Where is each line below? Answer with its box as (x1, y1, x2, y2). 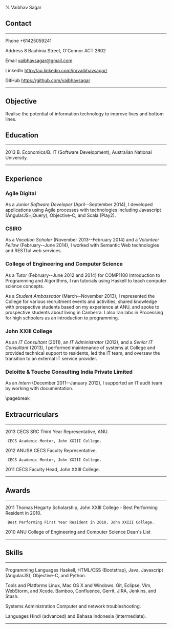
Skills (5, 549, 23, 557)
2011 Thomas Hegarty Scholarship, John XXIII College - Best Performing (5, 504, 158, 511)
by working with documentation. (5, 385, 73, 392)
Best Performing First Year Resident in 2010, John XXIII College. (7, 520, 155, 525)
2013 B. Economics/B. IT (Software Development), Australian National (5, 149, 152, 155)
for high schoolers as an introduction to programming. (5, 315, 119, 321)
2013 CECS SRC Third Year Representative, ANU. (5, 429, 109, 435)
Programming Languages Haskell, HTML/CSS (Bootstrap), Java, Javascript (5, 566, 163, 573)
